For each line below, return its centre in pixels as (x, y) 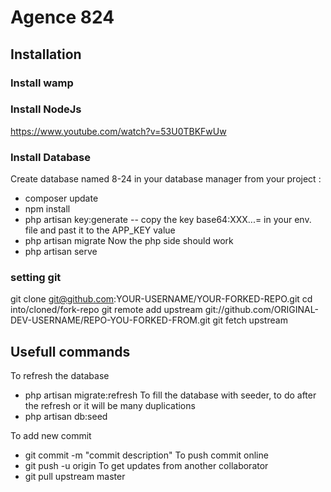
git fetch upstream (250, 320)
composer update (61, 198)
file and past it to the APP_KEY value (100, 230)
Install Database (51, 157)
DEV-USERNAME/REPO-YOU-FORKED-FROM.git (110, 320)
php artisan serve (61, 252)
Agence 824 (62, 17)
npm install (47, 209)
